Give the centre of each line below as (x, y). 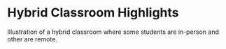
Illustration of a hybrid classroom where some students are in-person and (113, 32)
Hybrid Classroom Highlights (93, 13)
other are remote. (33, 39)
